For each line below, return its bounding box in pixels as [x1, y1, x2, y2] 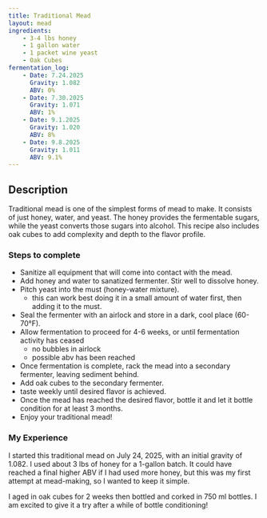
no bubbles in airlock [31, 344, 102, 354]
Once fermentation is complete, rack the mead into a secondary [19, 361, 231, 371]
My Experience [8, 432, 69, 444]
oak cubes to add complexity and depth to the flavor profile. [8, 230, 206, 239]
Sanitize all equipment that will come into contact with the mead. [19, 267, 233, 277]
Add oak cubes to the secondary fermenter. [19, 378, 164, 388]
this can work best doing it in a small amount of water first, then [31, 293, 242, 303]
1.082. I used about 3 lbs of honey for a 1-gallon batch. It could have [8, 459, 233, 468]
